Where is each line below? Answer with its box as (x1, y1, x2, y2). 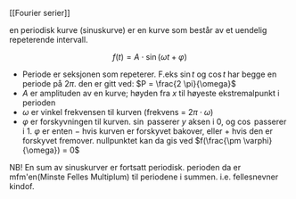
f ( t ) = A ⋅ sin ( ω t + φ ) (112, 52, 187, 62)
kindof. (9, 181, 35, 191)
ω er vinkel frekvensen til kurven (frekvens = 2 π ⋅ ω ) (21, 107, 214, 117)
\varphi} (243, 136, 273, 145)
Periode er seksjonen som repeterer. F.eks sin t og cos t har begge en (21, 69, 277, 79)
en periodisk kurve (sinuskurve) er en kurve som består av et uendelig (9, 25, 267, 35)
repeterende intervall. (9, 35, 88, 45)
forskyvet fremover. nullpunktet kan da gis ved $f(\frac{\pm (21, 136, 242, 145)
